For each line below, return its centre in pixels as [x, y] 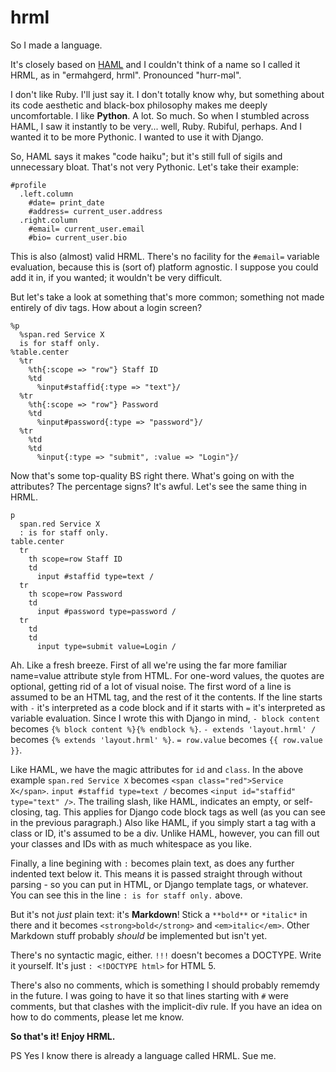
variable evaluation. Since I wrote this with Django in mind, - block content [165, 718]
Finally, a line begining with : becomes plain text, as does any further [152, 863]
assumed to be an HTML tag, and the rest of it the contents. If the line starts [166, 697]
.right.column [48, 220]
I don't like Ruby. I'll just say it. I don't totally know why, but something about [167, 94]
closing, [26, 812]
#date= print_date [66, 202]
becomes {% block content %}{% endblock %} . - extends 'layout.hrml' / [163, 728]
